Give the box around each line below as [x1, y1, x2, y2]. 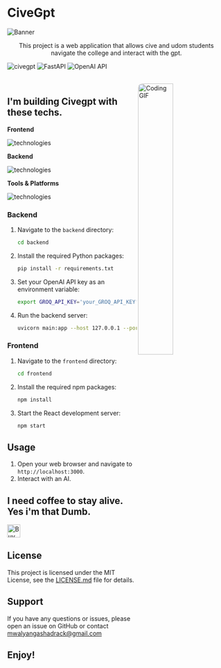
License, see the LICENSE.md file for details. [7, 576, 134, 584]
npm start [17, 422, 46, 429]
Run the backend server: [17, 311, 88, 319]
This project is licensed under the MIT [7, 568, 116, 576]
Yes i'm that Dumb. [7, 505, 91, 517]
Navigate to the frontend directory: [17, 357, 117, 365]
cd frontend [17, 370, 52, 377]
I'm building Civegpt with [7, 96, 118, 108]
